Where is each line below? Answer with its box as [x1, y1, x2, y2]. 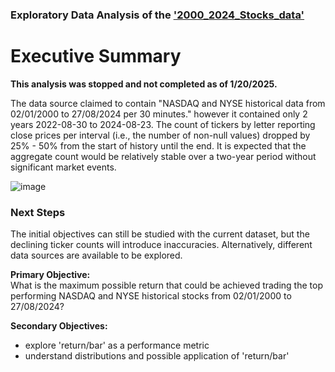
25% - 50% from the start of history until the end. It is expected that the [10, 139, 307, 152]
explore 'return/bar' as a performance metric [24, 339, 210, 352]
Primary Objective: [10, 269, 91, 281]
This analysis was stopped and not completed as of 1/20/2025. [10, 78, 278, 90]
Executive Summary [10, 45, 182, 68]
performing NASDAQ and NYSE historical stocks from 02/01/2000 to [10, 290, 292, 302]
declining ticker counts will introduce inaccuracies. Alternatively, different [10, 239, 313, 251]
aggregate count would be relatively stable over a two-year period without [10, 150, 317, 162]
